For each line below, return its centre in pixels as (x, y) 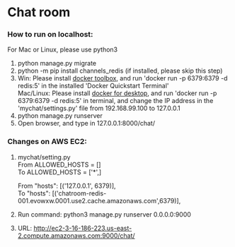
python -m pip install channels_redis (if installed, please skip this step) (120, 71)
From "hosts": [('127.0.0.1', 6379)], (67, 186)
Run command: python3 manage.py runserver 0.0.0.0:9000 (104, 214)
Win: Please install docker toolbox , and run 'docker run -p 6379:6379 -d (122, 78)
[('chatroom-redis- (79, 193)
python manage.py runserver (60, 116)
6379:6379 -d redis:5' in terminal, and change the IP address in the (115, 101)
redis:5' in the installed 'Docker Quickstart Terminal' (93, 86)
